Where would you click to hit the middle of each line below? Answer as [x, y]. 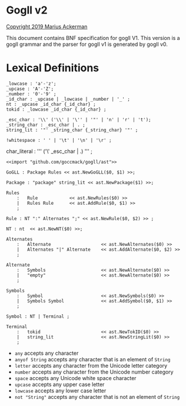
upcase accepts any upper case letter [59, 384]
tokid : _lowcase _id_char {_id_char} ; [57, 109]
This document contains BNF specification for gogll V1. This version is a [93, 38]
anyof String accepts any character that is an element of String [92, 359]
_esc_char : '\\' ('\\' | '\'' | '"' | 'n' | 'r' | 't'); [79, 119]
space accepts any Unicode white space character [75, 378]
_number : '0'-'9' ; [31, 94]
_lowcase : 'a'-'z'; [31, 84]
